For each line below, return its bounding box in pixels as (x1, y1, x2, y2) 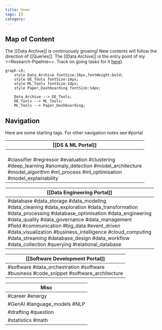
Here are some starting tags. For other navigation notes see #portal (5, 130, 143, 136)
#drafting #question (7, 309, 54, 316)
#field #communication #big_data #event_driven (7, 222, 121, 229)
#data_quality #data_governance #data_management (7, 216, 132, 223)
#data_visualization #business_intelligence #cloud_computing (7, 229, 152, 235)
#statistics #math (7, 317, 48, 324)
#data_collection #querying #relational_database (7, 241, 122, 247)
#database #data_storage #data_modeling (7, 197, 107, 204)
